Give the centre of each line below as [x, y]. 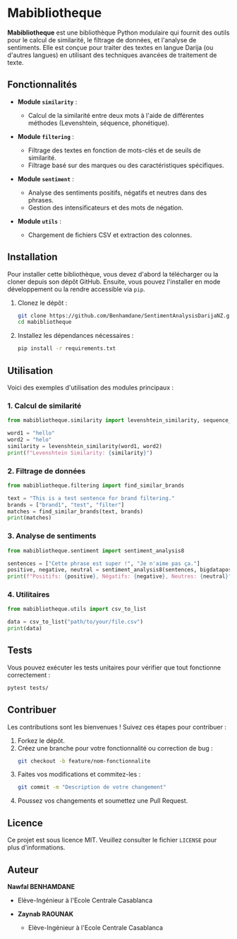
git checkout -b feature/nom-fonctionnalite [84, 761]
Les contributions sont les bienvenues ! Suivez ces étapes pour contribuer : [117, 727]
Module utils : [39, 221]
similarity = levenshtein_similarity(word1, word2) [85, 446]
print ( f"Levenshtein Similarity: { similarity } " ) [80, 453]
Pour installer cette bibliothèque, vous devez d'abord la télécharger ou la [113, 274]
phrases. [41, 200]
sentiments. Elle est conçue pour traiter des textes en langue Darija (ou [110, 47]
